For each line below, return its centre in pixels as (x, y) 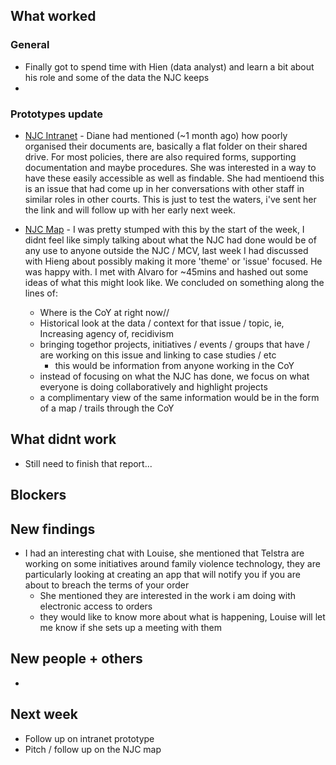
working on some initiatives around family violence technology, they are (172, 563)
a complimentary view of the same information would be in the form (179, 397)
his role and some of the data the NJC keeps (117, 77)
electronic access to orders (96, 606)
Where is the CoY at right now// (104, 312)
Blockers (38, 495)
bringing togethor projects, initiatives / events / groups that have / (175, 344)
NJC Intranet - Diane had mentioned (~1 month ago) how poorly (156, 135)
